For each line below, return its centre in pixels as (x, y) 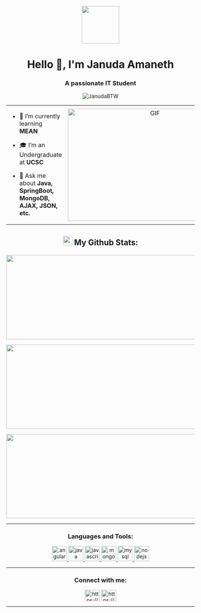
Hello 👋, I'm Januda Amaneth (100, 64)
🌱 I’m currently (40, 116)
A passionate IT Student (100, 83)
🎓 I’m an (32, 145)
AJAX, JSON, (39, 206)
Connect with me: (100, 580)
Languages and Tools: (100, 536)
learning (31, 124)
